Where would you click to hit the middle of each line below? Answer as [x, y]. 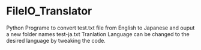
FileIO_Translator [49, 11]
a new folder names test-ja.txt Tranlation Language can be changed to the [98, 34]
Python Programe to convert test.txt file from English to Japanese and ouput [100, 28]
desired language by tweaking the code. [56, 40]
